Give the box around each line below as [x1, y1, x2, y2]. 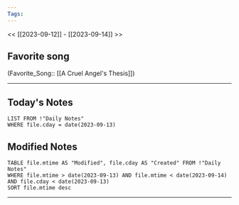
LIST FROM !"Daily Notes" [7, 115, 84, 123]
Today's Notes [7, 96, 73, 109]
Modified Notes [7, 140, 78, 153]
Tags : [7, 10, 23, 18]
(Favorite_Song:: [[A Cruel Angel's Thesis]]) [7, 69, 135, 78]
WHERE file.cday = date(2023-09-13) [7, 121, 116, 128]
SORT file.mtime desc [7, 184, 72, 192]
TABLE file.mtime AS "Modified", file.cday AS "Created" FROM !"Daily [7, 160, 221, 167]
